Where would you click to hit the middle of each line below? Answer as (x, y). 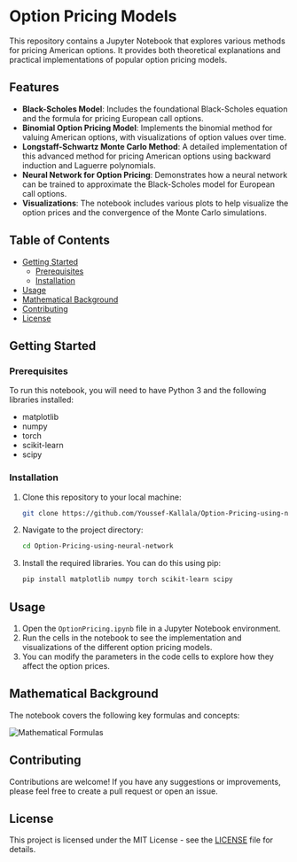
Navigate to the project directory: (82, 530)
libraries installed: (41, 400)
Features (34, 87)
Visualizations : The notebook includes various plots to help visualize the (155, 203)
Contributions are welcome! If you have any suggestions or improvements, (145, 781)
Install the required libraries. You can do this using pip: (121, 563)
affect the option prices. (66, 665)
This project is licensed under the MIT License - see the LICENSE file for (141, 840)
